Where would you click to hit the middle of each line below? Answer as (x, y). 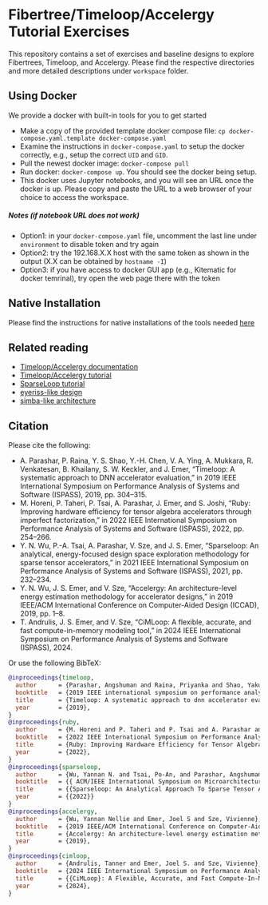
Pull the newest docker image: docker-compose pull (104, 163)
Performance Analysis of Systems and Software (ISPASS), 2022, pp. (132, 528)
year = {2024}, (53, 886)
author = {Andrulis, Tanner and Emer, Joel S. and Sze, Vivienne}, (139, 864)
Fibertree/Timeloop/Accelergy (112, 15)
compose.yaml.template (57, 138)
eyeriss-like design (51, 393)
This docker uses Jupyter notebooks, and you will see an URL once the (137, 180)
